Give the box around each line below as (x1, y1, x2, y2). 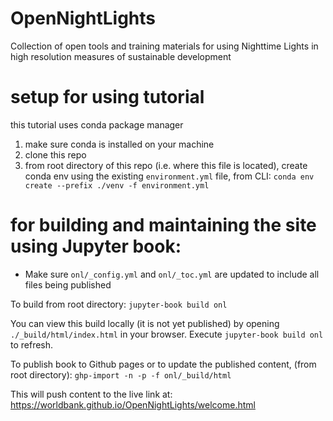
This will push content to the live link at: (10, 388, 173, 400)
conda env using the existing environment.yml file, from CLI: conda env (24, 170, 315, 182)
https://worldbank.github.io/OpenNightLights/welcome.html (10, 398, 256, 411)
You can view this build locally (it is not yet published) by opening (10, 317, 280, 329)
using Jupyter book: (10, 235, 182, 258)
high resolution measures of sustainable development (10, 50, 232, 62)
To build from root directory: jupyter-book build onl (10, 298, 228, 310)
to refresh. (10, 338, 54, 351)
